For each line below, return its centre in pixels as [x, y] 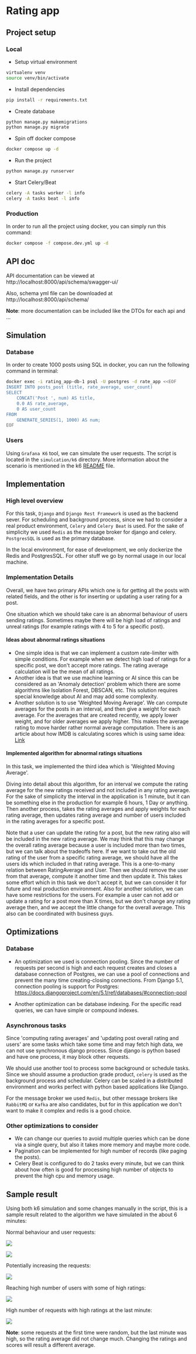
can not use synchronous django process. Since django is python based [93, 1051]
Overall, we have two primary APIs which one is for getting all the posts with [98, 590]
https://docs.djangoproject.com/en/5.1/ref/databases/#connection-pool [101, 993]
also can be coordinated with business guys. [60, 913]
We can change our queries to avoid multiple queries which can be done [102, 1138]
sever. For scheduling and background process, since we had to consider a [97, 520]
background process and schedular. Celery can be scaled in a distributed [94, 1080]
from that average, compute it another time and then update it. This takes [94, 876]
